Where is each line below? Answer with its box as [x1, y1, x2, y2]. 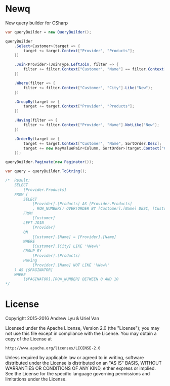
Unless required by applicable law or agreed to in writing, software [5, 355, 144, 361]
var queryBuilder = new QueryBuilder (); [5, 29, 92, 34]
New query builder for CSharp [5, 20, 68, 26]
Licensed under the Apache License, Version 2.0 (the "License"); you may [5, 325, 160, 331]
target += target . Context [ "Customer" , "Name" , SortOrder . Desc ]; [23, 141, 162, 146]
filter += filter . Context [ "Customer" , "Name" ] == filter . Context [23, 67, 164, 72]
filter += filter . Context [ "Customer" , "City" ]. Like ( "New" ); [23, 85, 153, 90]
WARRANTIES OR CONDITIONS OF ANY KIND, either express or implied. [5, 365, 156, 371]
